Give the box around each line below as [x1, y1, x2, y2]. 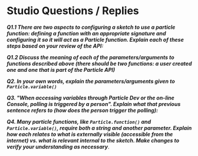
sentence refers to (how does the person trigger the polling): [6, 107, 159, 114]
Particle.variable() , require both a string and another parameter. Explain [6, 124, 192, 131]
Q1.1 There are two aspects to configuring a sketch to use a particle [6, 24, 176, 31]
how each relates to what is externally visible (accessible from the [6, 131, 173, 138]
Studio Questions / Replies [6, 4, 139, 18]
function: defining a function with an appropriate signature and [6, 29, 167, 36]
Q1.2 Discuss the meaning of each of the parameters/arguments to [6, 54, 174, 61]
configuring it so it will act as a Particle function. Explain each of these [6, 36, 184, 43]
